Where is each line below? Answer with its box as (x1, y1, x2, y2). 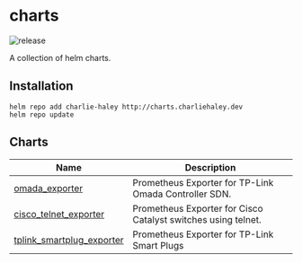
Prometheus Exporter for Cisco (132, 202, 263, 215)
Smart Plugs (132, 239, 184, 251)
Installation (9, 78, 74, 94)
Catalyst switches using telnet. (132, 213, 262, 225)
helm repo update (9, 110, 75, 119)
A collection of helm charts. (9, 52, 111, 63)
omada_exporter (13, 181, 84, 194)
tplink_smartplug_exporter (13, 233, 124, 246)
